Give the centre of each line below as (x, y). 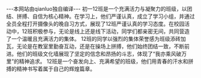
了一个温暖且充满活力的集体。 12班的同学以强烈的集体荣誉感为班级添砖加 (96, 39)
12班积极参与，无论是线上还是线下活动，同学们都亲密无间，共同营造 (106, 31)
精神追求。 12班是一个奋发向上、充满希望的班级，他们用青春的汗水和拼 (106, 61)
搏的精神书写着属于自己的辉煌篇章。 (51, 69)
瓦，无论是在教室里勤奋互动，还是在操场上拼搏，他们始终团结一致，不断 (95, 46)
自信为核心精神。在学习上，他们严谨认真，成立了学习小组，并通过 (113, 16)
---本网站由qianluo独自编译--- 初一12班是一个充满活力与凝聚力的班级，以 (97, 9)
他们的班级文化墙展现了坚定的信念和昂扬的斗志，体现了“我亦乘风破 (99, 54)
